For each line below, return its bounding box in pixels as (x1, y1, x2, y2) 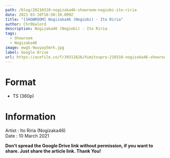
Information (5, 111, 56, 122)
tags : (5, 31, 17, 36)
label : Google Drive (5, 50, 49, 55)
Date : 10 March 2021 (5, 133, 50, 139)
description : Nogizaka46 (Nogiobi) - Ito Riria (5, 26, 108, 31)
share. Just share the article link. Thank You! (5, 148, 101, 154)
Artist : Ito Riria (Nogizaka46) (5, 128, 66, 134)
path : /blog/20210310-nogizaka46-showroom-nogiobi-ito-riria (5, 7, 137, 13)
